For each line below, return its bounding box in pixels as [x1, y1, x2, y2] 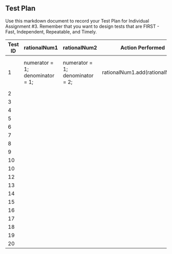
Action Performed [120, 44, 165, 51]
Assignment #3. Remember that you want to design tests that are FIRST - [5, 23, 160, 29]
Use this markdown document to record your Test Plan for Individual [5, 17, 149, 24]
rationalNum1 [24, 44, 58, 51]
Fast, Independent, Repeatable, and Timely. [5, 28, 97, 35]
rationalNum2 [63, 44, 97, 51]
